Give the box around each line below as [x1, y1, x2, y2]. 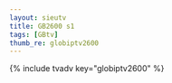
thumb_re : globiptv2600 [9, 38, 100, 48]
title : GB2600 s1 [9, 22, 75, 31]
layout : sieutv [9, 13, 67, 23]
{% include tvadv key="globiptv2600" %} [9, 63, 165, 74]
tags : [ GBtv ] [9, 30, 59, 39]
